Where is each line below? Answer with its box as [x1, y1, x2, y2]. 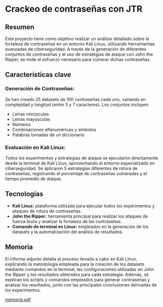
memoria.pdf [5, 296, 31, 302]
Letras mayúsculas [12, 116, 50, 122]
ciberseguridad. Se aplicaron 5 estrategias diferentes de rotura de [5, 165, 138, 171]
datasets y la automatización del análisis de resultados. [12, 228, 123, 235]
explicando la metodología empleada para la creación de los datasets [5, 261, 145, 267]
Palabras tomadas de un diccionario [12, 132, 84, 138]
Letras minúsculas [12, 111, 49, 117]
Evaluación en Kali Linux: [5, 144, 66, 151]
